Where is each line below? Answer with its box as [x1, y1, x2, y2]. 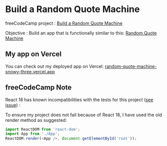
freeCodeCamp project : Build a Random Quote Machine [5, 20, 123, 26]
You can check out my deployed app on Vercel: [5, 63, 104, 69]
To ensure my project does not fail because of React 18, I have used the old [5, 112, 162, 118]
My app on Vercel [5, 50, 62, 58]
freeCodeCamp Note [5, 83, 72, 92]
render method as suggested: [5, 117, 67, 123]
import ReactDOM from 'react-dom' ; [5, 127, 80, 132]
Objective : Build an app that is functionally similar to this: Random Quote [5, 30, 157, 36]
